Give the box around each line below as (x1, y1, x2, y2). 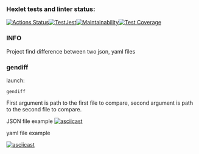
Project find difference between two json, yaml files (6, 47, 136, 55)
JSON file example (6, 117, 53, 125)
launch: (6, 77, 26, 84)
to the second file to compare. (6, 105, 82, 113)
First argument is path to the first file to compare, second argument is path (6, 99, 194, 107)
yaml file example (6, 129, 51, 136)
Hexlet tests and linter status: (6, 5, 96, 13)
